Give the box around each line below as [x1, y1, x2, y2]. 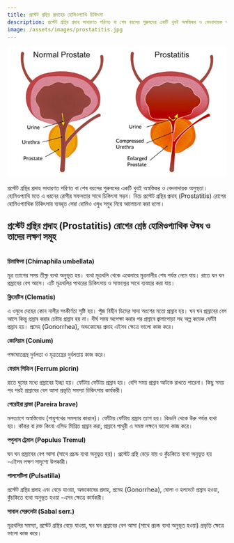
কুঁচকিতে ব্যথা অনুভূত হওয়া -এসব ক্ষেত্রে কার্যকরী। [7, 493, 106, 501]
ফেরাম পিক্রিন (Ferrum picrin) [7, 364, 79, 372]
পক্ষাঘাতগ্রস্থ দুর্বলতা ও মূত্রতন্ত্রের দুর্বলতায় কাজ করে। [7, 350, 107, 358]
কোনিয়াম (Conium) [7, 336, 54, 344]
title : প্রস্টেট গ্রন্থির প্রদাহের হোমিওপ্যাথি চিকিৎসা [7, 11, 103, 18]
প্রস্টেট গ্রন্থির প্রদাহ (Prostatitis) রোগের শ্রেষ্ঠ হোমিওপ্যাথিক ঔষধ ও [7, 220, 211, 232]
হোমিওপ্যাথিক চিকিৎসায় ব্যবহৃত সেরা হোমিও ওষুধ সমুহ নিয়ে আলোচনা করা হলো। [7, 199, 165, 208]
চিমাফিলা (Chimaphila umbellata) [7, 257, 95, 265]
